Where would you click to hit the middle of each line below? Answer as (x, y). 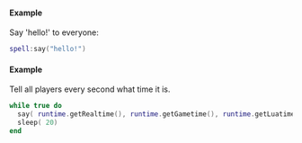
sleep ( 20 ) (38, 123)
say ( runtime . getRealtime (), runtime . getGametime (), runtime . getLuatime (156, 114)
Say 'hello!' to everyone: (54, 32)
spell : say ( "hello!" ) (48, 49)
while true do (36, 106)
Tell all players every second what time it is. (90, 89)
